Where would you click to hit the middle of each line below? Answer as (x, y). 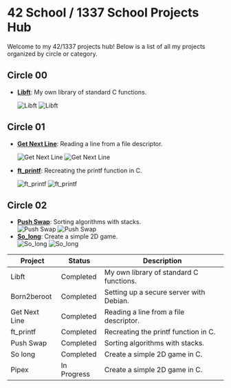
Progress (76, 374)
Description (162, 261)
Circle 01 (26, 127)
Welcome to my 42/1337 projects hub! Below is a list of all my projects (106, 46)
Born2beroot (31, 296)
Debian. (117, 301)
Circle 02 (27, 205)
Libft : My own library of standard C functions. (82, 92)
